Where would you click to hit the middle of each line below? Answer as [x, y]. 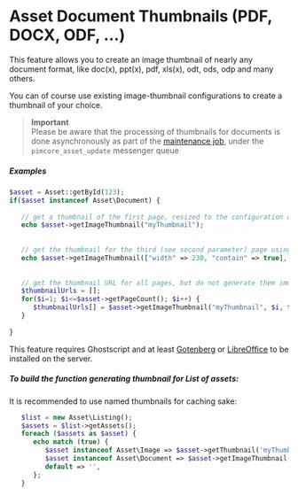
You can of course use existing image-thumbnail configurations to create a [146, 96]
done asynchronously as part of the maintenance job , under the [147, 141]
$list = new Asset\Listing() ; [77, 417]
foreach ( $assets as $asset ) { [79, 434]
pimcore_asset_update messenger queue [105, 150]
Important [50, 122]
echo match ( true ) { [71, 442]
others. [22, 78]
